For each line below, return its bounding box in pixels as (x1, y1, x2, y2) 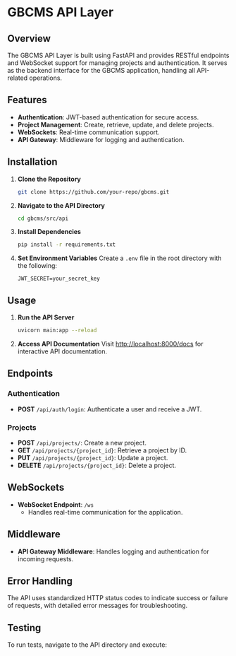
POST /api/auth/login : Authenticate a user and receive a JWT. (17, 404, 202, 414)
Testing (7, 621, 42, 633)
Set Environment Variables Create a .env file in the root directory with (17, 254, 222, 262)
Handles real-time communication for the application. (27, 508, 183, 516)
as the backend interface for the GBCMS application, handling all (7, 66, 196, 74)
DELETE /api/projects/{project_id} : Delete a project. (17, 461, 177, 469)
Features (7, 94, 47, 106)
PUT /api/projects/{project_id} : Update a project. (17, 453, 168, 462)
